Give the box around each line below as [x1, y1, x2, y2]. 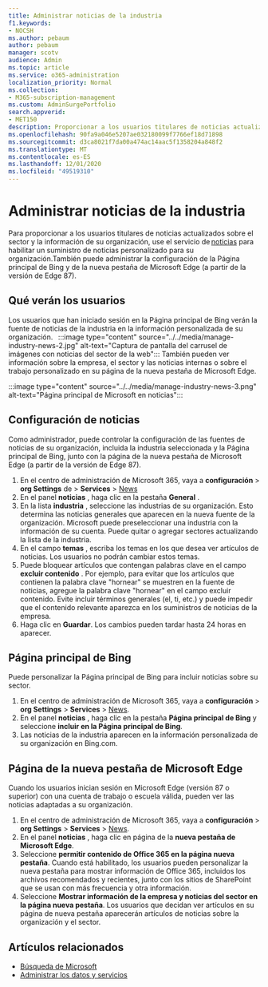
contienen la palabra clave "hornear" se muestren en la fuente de [19, 577, 235, 587]
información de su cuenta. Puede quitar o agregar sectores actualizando [19, 526, 258, 536]
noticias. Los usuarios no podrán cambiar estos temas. [19, 552, 200, 561]
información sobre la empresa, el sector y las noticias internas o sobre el [8, 357, 247, 367]
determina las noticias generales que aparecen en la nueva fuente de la [19, 509, 255, 519]
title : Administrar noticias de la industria [8, 11, 162, 20]
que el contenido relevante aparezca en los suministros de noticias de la [19, 602, 258, 612]
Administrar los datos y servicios [19, 970, 128, 979]
